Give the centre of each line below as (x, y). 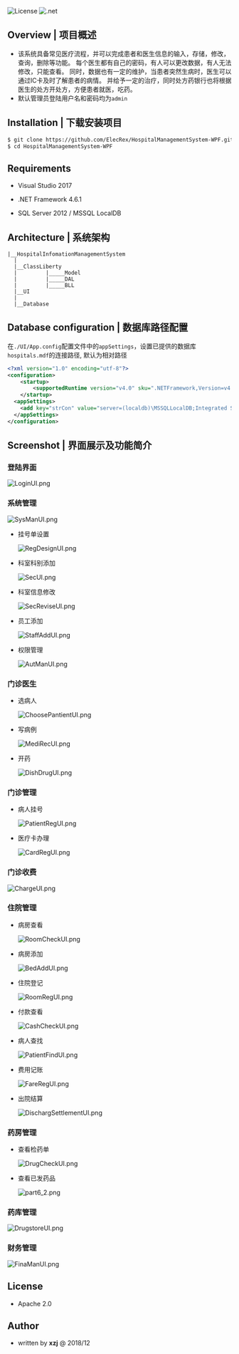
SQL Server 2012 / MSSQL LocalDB (69, 213)
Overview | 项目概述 (52, 35)
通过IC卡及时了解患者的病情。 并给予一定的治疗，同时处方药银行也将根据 (124, 80)
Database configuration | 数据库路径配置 (98, 328)
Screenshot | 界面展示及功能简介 (80, 446)
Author (23, 1326)
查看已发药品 (36, 1178)
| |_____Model (47, 273)
